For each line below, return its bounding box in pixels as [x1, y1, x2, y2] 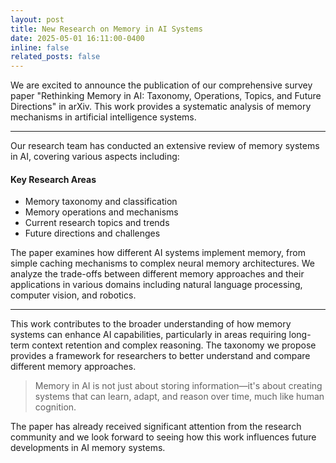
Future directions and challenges [24, 227, 161, 240]
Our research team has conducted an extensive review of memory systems [10, 140, 320, 152]
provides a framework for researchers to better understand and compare [10, 350, 311, 362]
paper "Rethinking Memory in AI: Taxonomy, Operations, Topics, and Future [10, 90, 322, 102]
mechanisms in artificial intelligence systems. [10, 111, 197, 123]
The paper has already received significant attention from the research [10, 421, 302, 433]
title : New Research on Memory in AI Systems [10, 24, 203, 34]
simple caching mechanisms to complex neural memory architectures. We [10, 257, 315, 270]
